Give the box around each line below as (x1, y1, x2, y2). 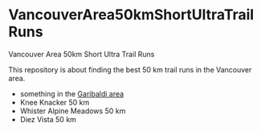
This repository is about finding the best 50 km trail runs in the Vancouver (8, 64, 252, 74)
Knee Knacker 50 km (19, 97, 90, 107)
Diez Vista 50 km (19, 114, 76, 124)
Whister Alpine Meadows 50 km (19, 106, 126, 116)
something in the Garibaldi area (19, 88, 124, 98)
